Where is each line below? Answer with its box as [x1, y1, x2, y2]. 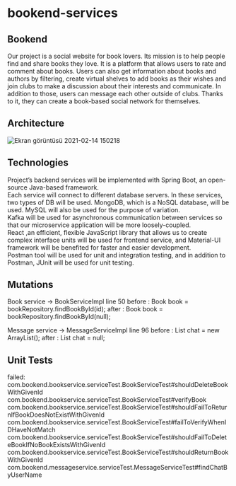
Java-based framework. [29, 183, 99, 192]
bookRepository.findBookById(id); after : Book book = [7, 305, 164, 313]
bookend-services [7, 5, 118, 21]
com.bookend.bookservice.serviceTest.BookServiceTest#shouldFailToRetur [7, 403, 228, 412]
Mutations [7, 279, 54, 291]
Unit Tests [7, 354, 53, 366]
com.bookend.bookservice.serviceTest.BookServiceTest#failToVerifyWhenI [7, 418, 227, 427]
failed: [7, 373, 26, 381]
